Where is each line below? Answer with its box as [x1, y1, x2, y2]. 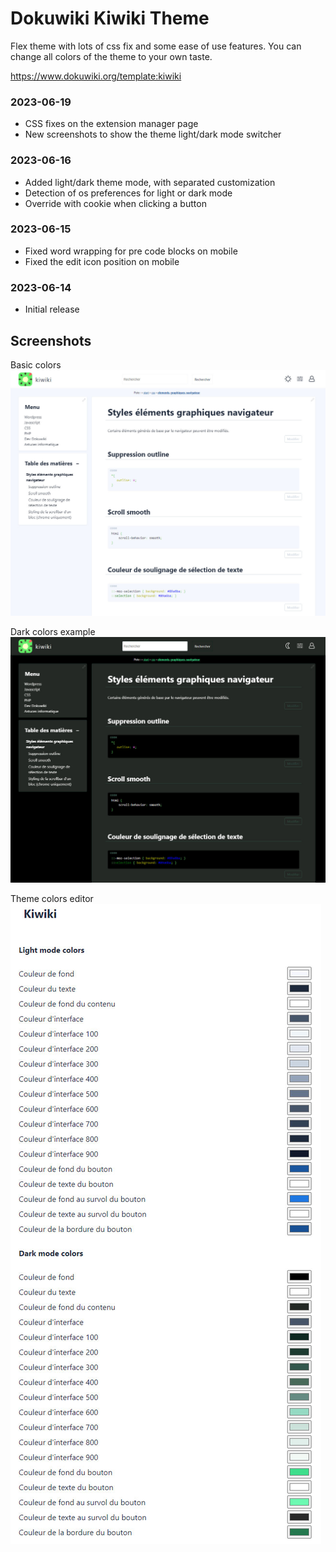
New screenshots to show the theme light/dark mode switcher [24, 128, 282, 141]
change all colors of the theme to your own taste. [10, 50, 213, 62]
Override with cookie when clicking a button [24, 197, 207, 209]
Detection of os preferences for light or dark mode [24, 187, 233, 199]
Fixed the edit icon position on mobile [24, 255, 180, 267]
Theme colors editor [10, 893, 94, 905]
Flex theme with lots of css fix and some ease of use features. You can [10, 40, 302, 52]
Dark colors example [10, 626, 96, 638]
